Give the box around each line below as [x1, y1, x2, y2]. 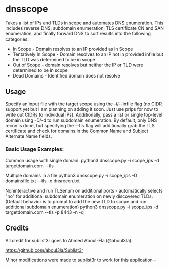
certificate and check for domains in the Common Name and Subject [5, 128, 148, 134]
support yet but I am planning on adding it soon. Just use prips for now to [5, 106, 158, 112]
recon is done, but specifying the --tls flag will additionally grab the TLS [5, 122, 155, 128]
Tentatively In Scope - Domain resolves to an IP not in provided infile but [12, 51, 163, 57]
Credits [5, 224, 29, 233]
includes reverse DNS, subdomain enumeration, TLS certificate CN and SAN [5, 25, 164, 31]
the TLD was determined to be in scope [12, 56, 95, 62]
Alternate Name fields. [5, 133, 52, 139]
